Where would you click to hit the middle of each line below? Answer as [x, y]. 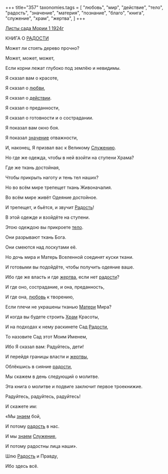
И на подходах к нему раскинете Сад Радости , [57, 327]
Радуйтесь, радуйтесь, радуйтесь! [43, 396]
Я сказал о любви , [25, 88]
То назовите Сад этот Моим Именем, [46, 337]
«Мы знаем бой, [23, 416]
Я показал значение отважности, [42, 138]
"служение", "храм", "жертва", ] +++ [45, 18]
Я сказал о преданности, [33, 108]
